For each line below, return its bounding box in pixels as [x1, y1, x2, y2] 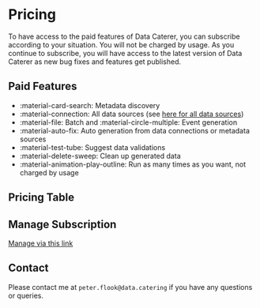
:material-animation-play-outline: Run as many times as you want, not [19, 160, 247, 169]
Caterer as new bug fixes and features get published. [8, 57, 182, 66]
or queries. [8, 291, 43, 300]
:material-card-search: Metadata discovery [19, 100, 160, 110]
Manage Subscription [8, 217, 117, 231]
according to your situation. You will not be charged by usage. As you [8, 39, 235, 49]
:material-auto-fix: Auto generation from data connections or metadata [19, 126, 251, 135]
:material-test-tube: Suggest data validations [19, 142, 166, 152]
